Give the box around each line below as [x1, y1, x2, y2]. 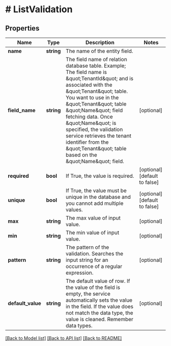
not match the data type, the [66, 309, 133, 316]
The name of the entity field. [66, 47, 133, 55]
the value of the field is [66, 284, 121, 291]
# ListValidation [5, 4, 73, 15]
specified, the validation [66, 126, 123, 133]
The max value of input [66, 215, 121, 221]
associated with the [66, 82, 113, 88]
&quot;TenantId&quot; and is [66, 75, 134, 82]
